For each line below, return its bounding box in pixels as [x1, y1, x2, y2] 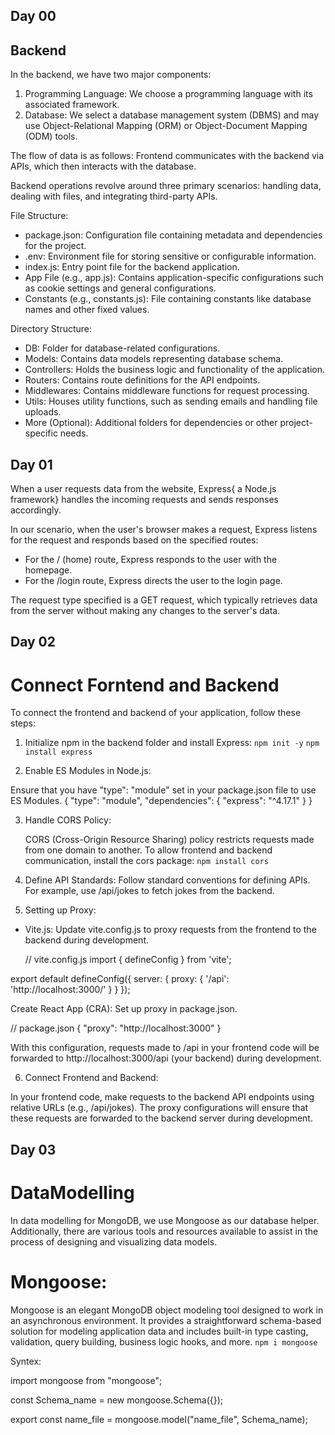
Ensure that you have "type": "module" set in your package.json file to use [10, 784, 317, 796]
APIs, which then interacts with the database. [10, 160, 197, 173]
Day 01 [10, 456, 53, 473]
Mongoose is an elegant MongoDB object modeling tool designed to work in [10, 1304, 324, 1316]
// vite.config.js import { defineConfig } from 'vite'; [24, 954, 232, 966]
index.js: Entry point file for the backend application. [24, 261, 240, 273]
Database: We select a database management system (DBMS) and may [24, 109, 320, 121]
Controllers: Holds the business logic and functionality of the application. [24, 364, 326, 376]
